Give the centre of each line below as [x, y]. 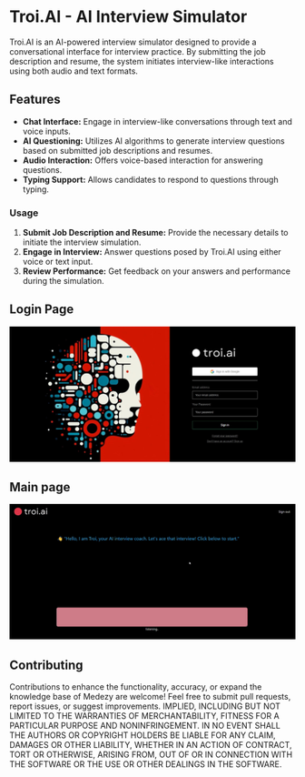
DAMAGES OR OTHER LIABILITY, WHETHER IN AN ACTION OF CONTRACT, [151, 744]
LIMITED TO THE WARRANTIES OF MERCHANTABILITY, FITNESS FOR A [144, 715]
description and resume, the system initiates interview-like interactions [142, 61]
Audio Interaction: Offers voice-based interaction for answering [143, 160]
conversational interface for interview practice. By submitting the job [138, 51]
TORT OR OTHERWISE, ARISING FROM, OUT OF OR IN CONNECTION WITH [151, 754]
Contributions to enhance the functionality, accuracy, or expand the [136, 686]
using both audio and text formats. [74, 71]
